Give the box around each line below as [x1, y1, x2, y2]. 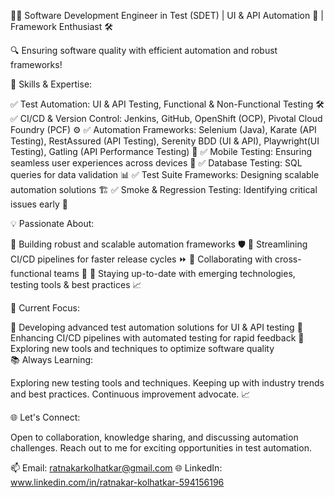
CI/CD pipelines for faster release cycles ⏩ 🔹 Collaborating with [10, 253, 273, 265]
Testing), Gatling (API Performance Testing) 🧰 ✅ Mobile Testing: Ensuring [10, 146, 313, 157]
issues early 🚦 [10, 198, 69, 210]
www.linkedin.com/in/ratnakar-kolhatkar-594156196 [10, 476, 225, 488]
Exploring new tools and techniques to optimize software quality [10, 343, 275, 354]
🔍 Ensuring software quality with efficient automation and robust [10, 45, 278, 56]
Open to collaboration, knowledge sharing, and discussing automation [10, 431, 299, 443]
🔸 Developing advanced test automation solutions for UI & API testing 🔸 [10, 321, 303, 333]
